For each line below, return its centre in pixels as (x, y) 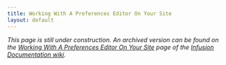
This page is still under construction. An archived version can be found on (113, 39)
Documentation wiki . (37, 54)
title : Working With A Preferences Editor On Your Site (89, 13)
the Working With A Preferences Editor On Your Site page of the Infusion (111, 47)
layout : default (31, 20)
